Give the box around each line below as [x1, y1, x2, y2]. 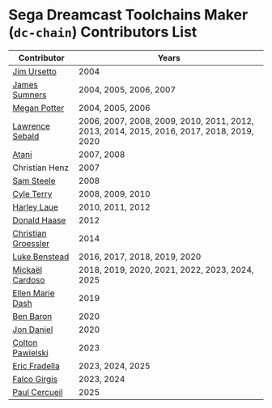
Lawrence [12, 120, 51, 131]
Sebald [12, 130, 40, 142]
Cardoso [12, 274, 45, 285]
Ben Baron [12, 310, 53, 321]
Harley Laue [12, 201, 59, 212]
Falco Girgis [12, 373, 58, 385]
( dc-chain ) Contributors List [8, 23, 198, 41]
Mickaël [12, 264, 43, 275]
